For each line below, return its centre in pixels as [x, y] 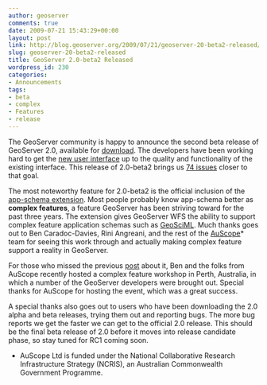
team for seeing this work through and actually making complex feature [125, 241]
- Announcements [35, 82]
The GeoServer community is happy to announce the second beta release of [133, 142]
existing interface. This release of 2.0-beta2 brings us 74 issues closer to [128, 167]
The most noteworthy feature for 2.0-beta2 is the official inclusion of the [127, 191]
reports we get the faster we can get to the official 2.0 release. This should [130, 323]
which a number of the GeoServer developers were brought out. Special [126, 282]
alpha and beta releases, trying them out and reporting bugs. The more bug [132, 314]
